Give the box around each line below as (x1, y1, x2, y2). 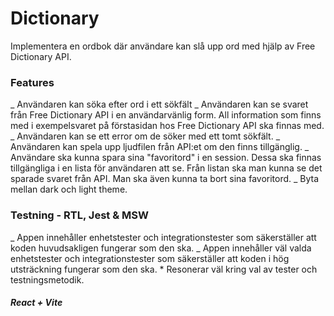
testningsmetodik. (10, 273, 85, 286)
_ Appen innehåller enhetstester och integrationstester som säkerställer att (10, 231, 317, 243)
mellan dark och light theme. (10, 183, 128, 196)
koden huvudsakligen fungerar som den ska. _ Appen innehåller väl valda (10, 242, 312, 254)
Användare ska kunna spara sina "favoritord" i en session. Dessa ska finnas (10, 152, 322, 164)
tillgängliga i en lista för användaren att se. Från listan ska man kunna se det (10, 162, 323, 174)
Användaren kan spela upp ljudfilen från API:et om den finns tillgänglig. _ (10, 141, 310, 153)
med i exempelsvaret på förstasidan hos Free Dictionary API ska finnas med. (10, 120, 325, 132)
